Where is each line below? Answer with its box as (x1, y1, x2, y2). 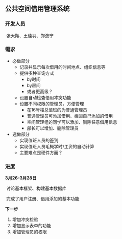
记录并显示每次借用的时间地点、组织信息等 (19, 64, 106, 70)
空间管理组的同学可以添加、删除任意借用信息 (26, 119, 118, 125)
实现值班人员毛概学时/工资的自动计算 (19, 143, 95, 149)
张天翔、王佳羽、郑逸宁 (6, 32, 54, 38)
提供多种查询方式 (19, 70, 54, 76)
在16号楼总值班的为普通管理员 (26, 107, 87, 112)
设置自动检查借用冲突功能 (19, 94, 72, 100)
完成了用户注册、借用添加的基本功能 (6, 196, 79, 202)
